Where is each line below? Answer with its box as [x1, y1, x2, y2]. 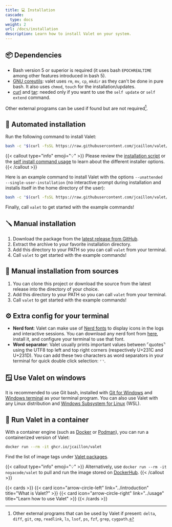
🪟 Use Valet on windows [5, 373, 86, 382]
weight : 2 [5, 22, 27, 27]
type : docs [10, 17, 33, 22]
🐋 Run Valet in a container [5, 415, 89, 424]
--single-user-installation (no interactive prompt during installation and [5, 179, 161, 186]
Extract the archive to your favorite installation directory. [12, 241, 132, 247]
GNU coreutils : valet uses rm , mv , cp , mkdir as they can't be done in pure [12, 78, 164, 84]
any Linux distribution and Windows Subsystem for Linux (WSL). [5, 400, 141, 407]
